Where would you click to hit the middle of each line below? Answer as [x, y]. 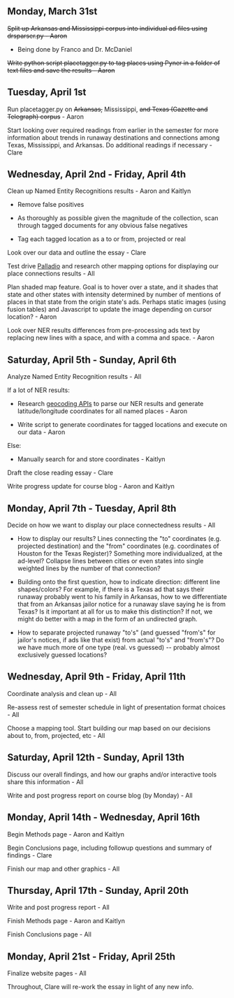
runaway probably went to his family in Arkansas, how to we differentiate [122, 597]
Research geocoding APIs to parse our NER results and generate [110, 404]
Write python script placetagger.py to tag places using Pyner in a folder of [114, 63]
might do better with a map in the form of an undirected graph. [107, 619]
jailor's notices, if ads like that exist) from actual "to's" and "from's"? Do [121, 640]
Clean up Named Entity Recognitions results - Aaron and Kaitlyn [99, 191]
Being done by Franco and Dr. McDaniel [75, 49]
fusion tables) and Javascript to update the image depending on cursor [110, 310]
